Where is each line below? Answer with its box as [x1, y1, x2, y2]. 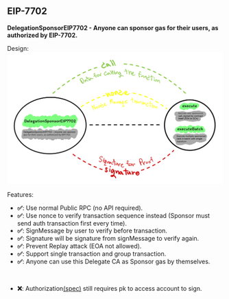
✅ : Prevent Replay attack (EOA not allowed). [16, 242, 142, 250]
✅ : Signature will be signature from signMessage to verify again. [16, 235, 200, 243]
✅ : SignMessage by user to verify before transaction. [16, 226, 168, 235]
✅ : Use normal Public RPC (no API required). [16, 204, 143, 212]
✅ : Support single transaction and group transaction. [16, 250, 167, 258]
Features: [7, 191, 34, 199]
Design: [7, 44, 29, 52]
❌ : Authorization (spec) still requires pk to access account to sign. [16, 285, 202, 293]
